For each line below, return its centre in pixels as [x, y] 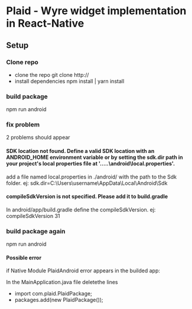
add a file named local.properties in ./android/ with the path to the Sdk [92, 177]
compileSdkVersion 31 [33, 216]
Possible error [24, 258]
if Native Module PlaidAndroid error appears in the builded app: [83, 271]
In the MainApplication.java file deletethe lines [62, 282]
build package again [36, 231]
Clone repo [22, 62]
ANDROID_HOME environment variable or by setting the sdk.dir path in [95, 157]
